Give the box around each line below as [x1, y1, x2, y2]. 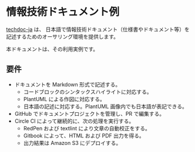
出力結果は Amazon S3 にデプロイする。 [23, 139, 122, 146]
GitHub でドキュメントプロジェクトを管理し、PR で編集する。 [14, 110, 165, 117]
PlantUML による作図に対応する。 [23, 95, 106, 102]
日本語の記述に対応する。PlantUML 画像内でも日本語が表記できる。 [23, 103, 188, 110]
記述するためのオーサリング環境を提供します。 [6, 33, 119, 40]
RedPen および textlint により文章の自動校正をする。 [23, 125, 151, 132]
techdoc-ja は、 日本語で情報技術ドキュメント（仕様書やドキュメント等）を [6, 26, 190, 33]
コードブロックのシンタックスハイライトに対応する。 [23, 88, 152, 95]
